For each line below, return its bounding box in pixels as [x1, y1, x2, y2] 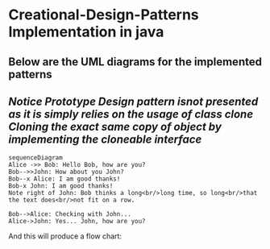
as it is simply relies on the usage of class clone [8, 107, 254, 121]
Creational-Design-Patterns [8, 6, 199, 24]
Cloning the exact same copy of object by [8, 119, 222, 134]
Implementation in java [8, 23, 164, 41]
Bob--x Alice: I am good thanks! [8, 175, 121, 183]
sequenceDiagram [8, 154, 63, 162]
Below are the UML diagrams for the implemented [8, 55, 262, 68]
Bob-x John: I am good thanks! [8, 182, 114, 190]
